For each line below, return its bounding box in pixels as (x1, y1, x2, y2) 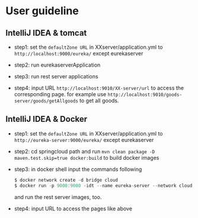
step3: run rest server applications (14, 73, 98, 80)
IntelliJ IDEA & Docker (5, 114, 88, 124)
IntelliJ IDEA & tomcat (5, 28, 87, 38)
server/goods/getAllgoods (14, 98, 78, 104)
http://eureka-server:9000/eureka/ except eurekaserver (14, 136, 154, 143)
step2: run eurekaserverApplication (14, 61, 101, 68)
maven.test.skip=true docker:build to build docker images (14, 154, 159, 161)
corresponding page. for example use (14, 91, 107, 97)
